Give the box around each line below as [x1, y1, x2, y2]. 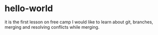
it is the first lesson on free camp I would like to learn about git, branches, [4, 19, 153, 25]
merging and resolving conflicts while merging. [4, 24, 100, 30]
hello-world [4, 3, 53, 14]
